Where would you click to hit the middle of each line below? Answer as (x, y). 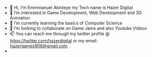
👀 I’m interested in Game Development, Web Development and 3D (76, 13)
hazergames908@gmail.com (38, 46)
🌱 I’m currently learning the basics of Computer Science (66, 23)
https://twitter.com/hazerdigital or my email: (54, 41)
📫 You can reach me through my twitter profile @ (59, 34)
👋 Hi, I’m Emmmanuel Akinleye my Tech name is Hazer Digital (71, 8)
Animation (20, 18)
